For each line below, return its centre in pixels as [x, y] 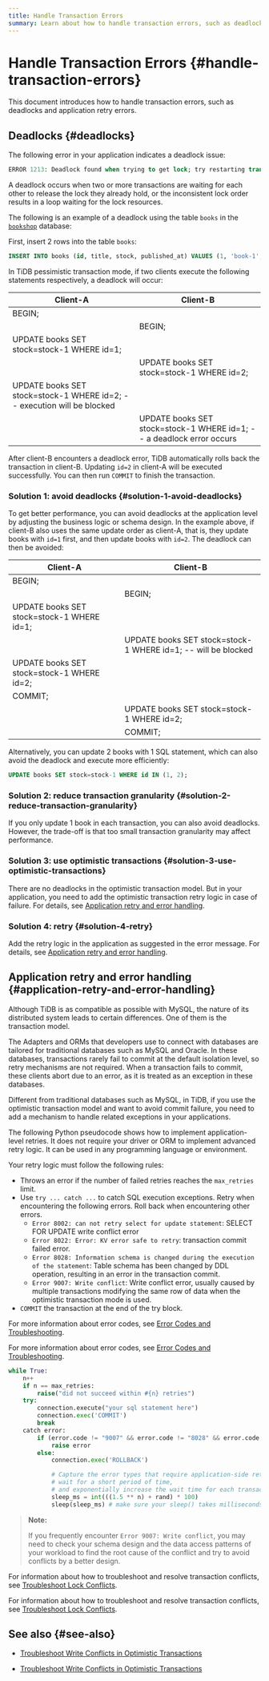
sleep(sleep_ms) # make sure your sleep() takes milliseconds [157, 1504]
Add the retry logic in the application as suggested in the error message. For [134, 944]
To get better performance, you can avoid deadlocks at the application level [133, 514]
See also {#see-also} [62, 1634]
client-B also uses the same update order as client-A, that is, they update [128, 530]
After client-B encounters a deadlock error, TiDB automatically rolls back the [134, 458]
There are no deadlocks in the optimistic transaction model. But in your [125, 888]
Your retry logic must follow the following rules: [86, 1165]
